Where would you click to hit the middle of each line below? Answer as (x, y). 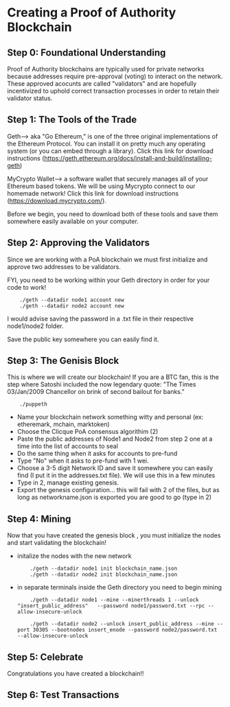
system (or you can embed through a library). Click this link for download (111, 151)
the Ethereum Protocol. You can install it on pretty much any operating (106, 143)
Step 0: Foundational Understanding (87, 53)
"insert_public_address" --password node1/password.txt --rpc (111, 606)
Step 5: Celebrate (45, 657)
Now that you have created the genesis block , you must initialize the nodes (114, 535)
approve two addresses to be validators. (64, 266)
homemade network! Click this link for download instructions (93, 193)
